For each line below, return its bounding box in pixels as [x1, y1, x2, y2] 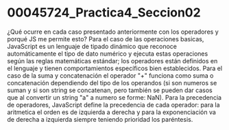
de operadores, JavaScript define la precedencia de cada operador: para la [7, 100, 221, 109]
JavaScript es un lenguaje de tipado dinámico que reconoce [7, 42, 177, 50]
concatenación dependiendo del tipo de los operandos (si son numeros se [7, 78, 217, 87]
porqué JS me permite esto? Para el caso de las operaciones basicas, [7, 34, 204, 43]
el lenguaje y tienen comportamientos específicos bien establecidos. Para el [7, 64, 223, 72]
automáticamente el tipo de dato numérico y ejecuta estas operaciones [7, 50, 208, 58]
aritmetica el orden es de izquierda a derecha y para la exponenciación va [7, 108, 216, 116]
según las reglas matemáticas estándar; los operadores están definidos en [7, 56, 218, 65]
